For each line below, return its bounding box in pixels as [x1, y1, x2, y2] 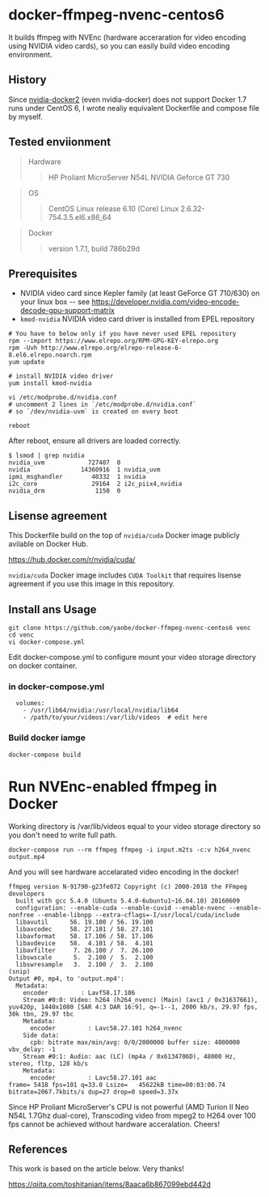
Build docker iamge [8, 732, 86, 743]
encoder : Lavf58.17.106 [23, 988, 136, 996]
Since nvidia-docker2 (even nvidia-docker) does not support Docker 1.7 [8, 95, 247, 104]
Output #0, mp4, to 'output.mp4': [8, 975, 125, 983]
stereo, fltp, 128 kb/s [8, 1060, 89, 1068]
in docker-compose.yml [8, 681, 105, 692]
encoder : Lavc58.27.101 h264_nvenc [29, 1024, 183, 1032]
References [8, 1142, 68, 1156]
